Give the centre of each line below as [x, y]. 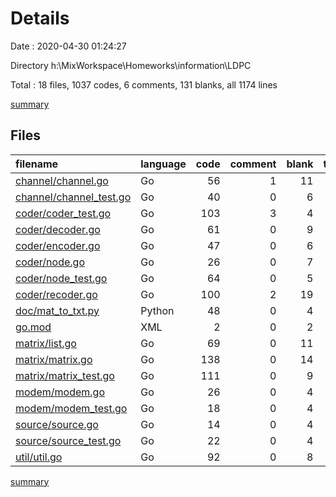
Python [157, 310]
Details [40, 18]
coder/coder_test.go [63, 213]
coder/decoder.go [58, 229]
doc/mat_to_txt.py [57, 310]
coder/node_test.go [61, 278]
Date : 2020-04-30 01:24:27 [68, 46]
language [163, 164]
